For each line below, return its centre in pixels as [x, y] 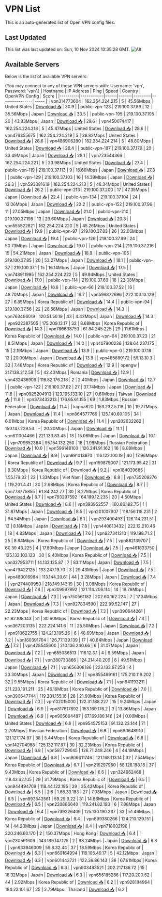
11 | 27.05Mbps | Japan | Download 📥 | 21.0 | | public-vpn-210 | [68, 211]
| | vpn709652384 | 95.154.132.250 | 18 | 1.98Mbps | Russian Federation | [78, 443]
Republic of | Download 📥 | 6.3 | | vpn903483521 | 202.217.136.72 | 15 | [76, 867]
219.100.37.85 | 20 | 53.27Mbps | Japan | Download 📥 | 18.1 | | [66, 260]
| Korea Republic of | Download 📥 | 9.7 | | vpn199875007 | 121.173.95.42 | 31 [81, 463]
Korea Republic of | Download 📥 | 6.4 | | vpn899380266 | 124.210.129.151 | [79, 818]
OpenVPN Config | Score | [31, 96]
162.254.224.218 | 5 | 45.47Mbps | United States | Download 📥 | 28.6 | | [77, 128]
